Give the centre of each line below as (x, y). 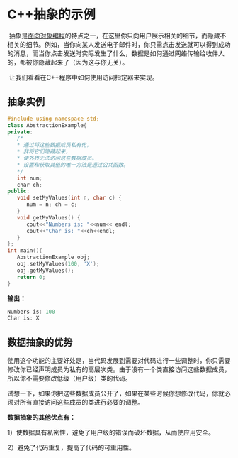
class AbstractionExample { (47, 125)
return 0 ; (31, 277)
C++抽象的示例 (51, 15)
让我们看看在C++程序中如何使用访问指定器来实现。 (84, 77)
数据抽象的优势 (40, 342)
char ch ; (29, 185)
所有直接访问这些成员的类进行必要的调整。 (81, 403)
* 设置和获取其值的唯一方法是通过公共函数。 (73, 165)
